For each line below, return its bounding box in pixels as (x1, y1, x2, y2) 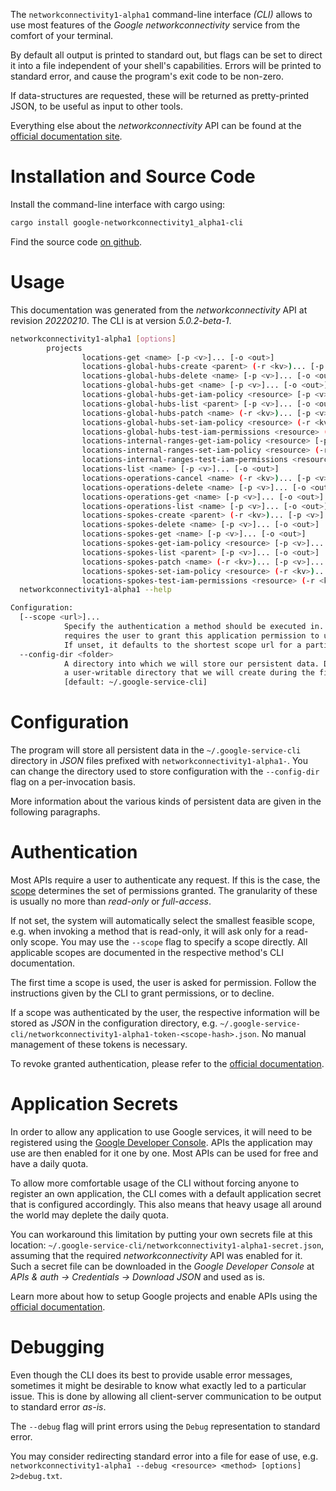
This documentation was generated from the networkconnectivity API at (10, 304, 308, 316)
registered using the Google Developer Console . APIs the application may (10, 1136, 313, 1148)
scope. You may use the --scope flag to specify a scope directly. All (29, 936, 308, 948)
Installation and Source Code (10, 165, 256, 188)
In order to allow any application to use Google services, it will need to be (10, 1125, 313, 1138)
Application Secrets (10, 1093, 179, 1116)
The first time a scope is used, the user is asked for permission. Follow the (10, 977, 317, 988)
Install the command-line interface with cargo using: (10, 198, 226, 210)
